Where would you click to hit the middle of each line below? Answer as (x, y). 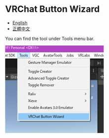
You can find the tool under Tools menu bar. (50, 39)
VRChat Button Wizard (53, 9)
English (20, 23)
